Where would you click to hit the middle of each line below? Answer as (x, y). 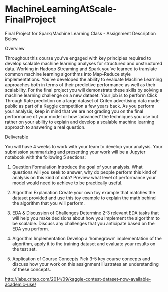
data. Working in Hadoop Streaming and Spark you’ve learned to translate (81, 69)
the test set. (25, 249)
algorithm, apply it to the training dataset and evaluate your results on (84, 244)
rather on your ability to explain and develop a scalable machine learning (80, 122)
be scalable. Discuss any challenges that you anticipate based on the (83, 223)
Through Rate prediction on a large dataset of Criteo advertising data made (82, 100)
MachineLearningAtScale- (61, 9)
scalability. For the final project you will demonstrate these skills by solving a (84, 90)
